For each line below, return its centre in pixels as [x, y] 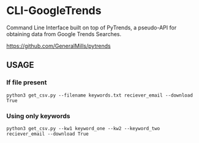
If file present [27, 82]
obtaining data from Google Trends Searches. [64, 34]
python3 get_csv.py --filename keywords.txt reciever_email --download [99, 95]
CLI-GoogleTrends [54, 11]
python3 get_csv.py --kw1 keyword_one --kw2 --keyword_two [83, 128]
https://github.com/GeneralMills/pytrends [59, 46]
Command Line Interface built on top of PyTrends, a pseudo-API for [92, 28]
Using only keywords [38, 116]
